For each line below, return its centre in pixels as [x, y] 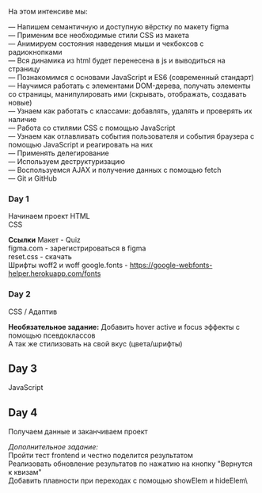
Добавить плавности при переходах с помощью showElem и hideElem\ [128, 481]
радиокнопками [35, 52]
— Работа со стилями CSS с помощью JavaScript [92, 128]
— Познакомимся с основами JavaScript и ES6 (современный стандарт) [131, 77]
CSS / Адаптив [33, 311]
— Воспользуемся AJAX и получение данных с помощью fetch [115, 170]
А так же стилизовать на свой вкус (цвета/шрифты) [96, 343]
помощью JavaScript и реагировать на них [81, 145]
